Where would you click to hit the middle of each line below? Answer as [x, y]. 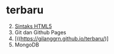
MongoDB [27, 45]
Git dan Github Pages [40, 32]
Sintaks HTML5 [33, 26]
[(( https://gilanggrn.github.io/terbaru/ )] [61, 38]
